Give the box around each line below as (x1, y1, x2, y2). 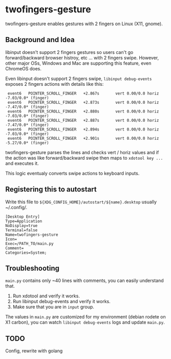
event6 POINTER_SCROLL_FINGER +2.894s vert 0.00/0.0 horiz (7, 127, 159, 132)
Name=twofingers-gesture (5, 232, 58, 237)
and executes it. (5, 160, 39, 166)
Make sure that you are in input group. (12, 304, 95, 310)
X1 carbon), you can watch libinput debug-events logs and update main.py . (5, 319, 165, 326)
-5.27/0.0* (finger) (5, 140, 50, 145)
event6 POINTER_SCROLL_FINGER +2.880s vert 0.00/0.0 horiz (7, 109, 159, 114)
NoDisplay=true (5, 223, 38, 228)
